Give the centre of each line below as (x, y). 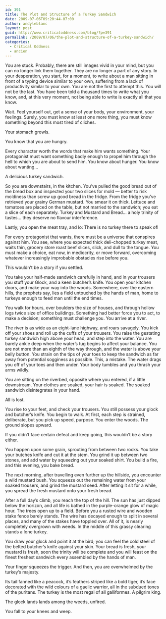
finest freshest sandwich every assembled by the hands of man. (71, 557)
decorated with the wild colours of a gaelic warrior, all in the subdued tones (82, 587)
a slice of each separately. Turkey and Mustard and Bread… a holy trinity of (82, 212)
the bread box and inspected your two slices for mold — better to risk (76, 191)
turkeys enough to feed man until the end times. (54, 298)
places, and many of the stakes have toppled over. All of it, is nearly (74, 521)
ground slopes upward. (29, 425)
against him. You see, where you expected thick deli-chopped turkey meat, (82, 242)
